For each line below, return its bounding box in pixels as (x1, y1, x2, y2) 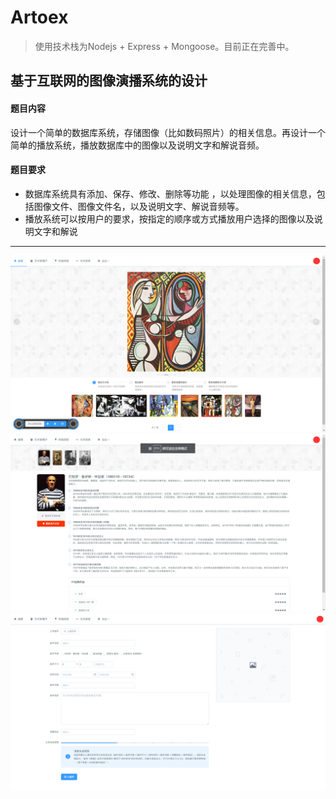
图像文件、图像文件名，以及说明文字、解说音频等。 (33, 200, 245, 212)
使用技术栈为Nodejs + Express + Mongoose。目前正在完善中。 (34, 40, 295, 52)
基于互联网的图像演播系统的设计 (10, 72, 208, 90)
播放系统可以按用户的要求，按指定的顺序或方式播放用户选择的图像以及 (24, 212, 315, 225)
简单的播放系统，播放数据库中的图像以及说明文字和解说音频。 (10, 139, 265, 151)
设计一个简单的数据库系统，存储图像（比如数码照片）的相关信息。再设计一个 (10, 126, 326, 138)
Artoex (10, 6, 69, 29)
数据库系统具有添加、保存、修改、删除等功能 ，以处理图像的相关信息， (24, 187, 317, 200)
